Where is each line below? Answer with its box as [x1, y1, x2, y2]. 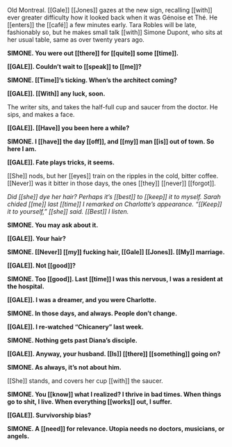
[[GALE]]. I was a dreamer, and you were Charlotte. [7, 296, 157, 304]
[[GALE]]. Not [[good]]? [7, 261, 76, 269]
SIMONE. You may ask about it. [7, 221, 99, 229]
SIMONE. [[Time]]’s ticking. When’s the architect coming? [7, 76, 177, 84]
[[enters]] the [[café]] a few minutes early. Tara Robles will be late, [7, 21, 197, 29]
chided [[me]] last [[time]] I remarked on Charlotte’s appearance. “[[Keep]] [7, 200, 222, 208]
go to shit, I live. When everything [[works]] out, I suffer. [7, 398, 172, 406]
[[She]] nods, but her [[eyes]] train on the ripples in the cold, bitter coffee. [7, 172, 219, 180]
